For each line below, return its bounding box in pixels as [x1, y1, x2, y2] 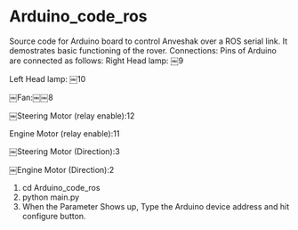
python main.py [21, 192, 80, 202]
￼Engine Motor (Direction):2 [9, 164, 115, 175]
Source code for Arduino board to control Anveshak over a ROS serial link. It [9, 36, 288, 46]
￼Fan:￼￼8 [9, 92, 53, 103]
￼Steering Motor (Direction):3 [9, 145, 120, 157]
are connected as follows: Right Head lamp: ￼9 [9, 55, 184, 66]
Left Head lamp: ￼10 [9, 73, 86, 84]
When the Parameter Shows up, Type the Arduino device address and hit [21, 201, 290, 211]
